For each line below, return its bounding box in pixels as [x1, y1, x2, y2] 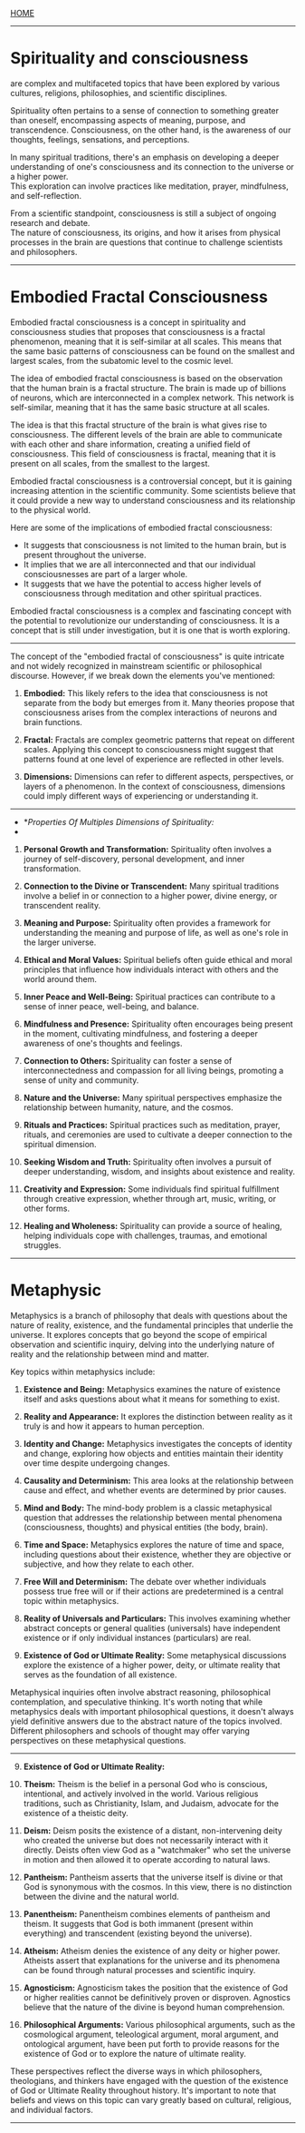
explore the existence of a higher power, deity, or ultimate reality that [23, 1659, 281, 1670]
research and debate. [10, 217, 91, 228]
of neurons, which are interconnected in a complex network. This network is [10, 392, 295, 403]
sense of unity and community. [23, 1075, 139, 1086]
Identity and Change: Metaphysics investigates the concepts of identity [23, 1438, 293, 1449]
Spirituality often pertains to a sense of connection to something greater [10, 104, 280, 116]
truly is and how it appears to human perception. [23, 1420, 205, 1431]
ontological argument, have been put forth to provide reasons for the [23, 2038, 280, 2049]
